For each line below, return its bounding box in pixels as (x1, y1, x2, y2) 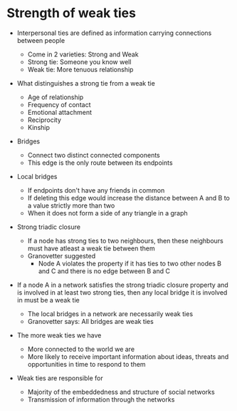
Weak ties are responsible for (16, 373, 104, 382)
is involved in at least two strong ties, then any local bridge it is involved (16, 288, 228, 297)
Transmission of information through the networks (27, 395, 175, 404)
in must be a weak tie (16, 295, 80, 304)
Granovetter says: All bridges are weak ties (27, 317, 154, 325)
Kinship (27, 123, 51, 131)
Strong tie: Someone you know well (27, 57, 132, 66)
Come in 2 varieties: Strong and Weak (27, 50, 139, 59)
